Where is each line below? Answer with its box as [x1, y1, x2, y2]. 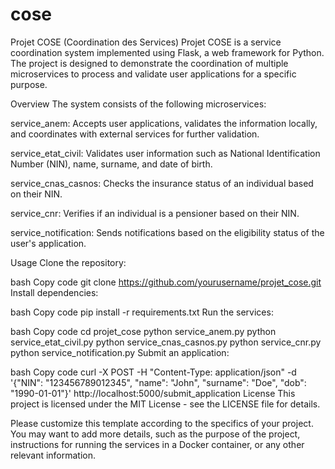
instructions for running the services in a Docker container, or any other [10, 438, 305, 450]
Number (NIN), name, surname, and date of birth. [10, 158, 213, 170]
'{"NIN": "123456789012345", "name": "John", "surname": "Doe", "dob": [10, 376, 307, 388]
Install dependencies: [10, 286, 99, 298]
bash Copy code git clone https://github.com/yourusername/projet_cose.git [10, 276, 322, 288]
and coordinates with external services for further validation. [10, 128, 260, 140]
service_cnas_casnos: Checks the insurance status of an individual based [10, 177, 314, 189]
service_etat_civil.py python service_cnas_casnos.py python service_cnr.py [10, 336, 322, 348]
